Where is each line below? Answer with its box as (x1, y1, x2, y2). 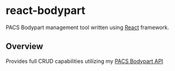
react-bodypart (5, 4, 86, 18)
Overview (5, 41, 44, 52)
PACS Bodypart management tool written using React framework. (5, 24, 170, 31)
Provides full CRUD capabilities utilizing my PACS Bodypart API (5, 57, 163, 64)
